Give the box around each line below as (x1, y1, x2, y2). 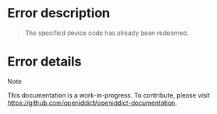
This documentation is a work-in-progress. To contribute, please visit (7, 90, 210, 99)
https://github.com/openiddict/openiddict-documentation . (7, 98, 178, 107)
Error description (7, 5, 110, 21)
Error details (7, 53, 82, 70)
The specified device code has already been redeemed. (24, 28, 189, 37)
